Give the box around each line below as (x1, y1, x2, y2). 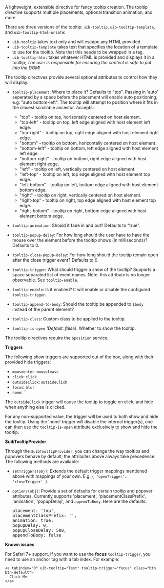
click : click (12, 374, 37, 379)
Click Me (9, 574, 27, 579)
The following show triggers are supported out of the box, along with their (5, 354, 154, 360)
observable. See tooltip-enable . (12, 277, 79, 283)
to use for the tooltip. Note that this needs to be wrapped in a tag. (12, 49, 144, 55)
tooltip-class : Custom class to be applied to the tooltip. (12, 316, 126, 321)
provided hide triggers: (5, 359, 51, 365)
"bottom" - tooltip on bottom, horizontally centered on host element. (19, 140, 157, 146)
